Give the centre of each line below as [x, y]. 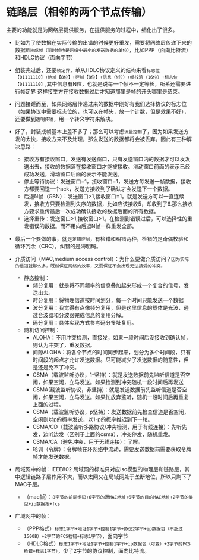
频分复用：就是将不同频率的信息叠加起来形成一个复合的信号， [108, 285]
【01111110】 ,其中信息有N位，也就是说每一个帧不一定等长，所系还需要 [100, 83]
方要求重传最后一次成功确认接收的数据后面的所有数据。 [91, 211]
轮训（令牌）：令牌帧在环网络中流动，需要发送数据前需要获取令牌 [112, 449]
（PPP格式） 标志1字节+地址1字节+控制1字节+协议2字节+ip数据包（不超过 [103, 528]
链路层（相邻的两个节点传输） [79, 12]
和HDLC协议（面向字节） [45, 57]
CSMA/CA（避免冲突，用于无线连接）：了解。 [88, 441]
